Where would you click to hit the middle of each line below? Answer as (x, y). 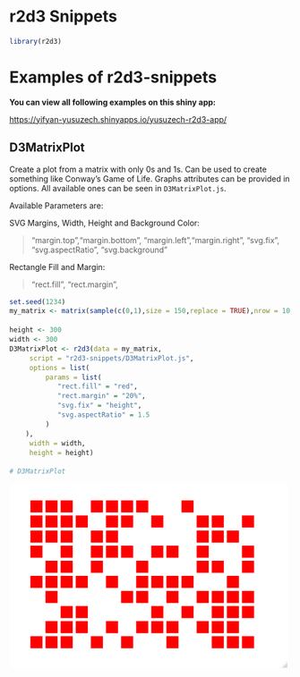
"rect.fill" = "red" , (98, 386)
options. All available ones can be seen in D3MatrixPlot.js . (118, 188)
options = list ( (60, 368)
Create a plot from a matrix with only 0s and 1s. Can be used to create (138, 169)
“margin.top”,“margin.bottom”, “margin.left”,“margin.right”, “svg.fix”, (155, 240)
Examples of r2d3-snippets (113, 77)
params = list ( (73, 377)
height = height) (61, 453)
